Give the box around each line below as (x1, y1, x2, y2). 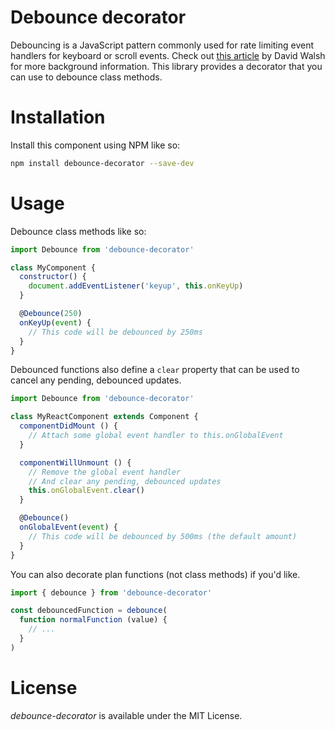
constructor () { (19, 272, 87, 282)
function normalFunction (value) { (19, 615, 168, 625)
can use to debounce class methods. (10, 71, 163, 83)
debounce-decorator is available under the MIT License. (10, 709, 243, 721)
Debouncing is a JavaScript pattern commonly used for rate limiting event (10, 39, 315, 51)
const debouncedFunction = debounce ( (10, 606, 168, 616)
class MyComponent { (10, 262, 97, 273)
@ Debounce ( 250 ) (19, 309, 83, 319)
